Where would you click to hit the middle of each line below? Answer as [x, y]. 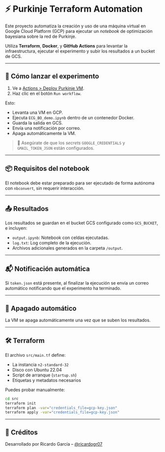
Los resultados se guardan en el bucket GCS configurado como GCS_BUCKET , [82, 223]
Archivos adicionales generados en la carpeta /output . [68, 248]
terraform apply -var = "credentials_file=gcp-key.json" [62, 412]
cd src [12, 399]
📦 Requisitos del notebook [47, 169]
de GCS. [14, 56]
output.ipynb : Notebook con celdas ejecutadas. [61, 238]
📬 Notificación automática [47, 269]
